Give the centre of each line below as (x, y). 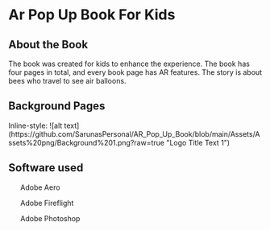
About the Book (48, 45)
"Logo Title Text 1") (198, 142)
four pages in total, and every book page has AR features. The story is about (135, 72)
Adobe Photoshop (50, 218)
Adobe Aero (40, 187)
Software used (46, 168)
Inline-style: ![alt (35, 125)
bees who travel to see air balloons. (67, 81)
